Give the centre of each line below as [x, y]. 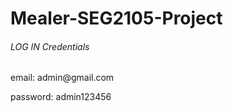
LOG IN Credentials [50, 46]
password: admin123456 [61, 97]
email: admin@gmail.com [62, 78]
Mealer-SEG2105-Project [116, 18]
